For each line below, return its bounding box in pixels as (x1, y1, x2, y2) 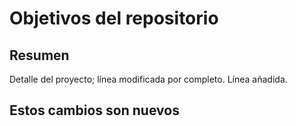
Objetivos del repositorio (9, 7, 219, 30)
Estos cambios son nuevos (9, 102, 180, 119)
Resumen (9, 47, 70, 64)
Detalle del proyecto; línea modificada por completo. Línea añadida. (9, 73, 288, 85)
